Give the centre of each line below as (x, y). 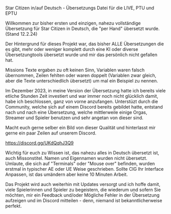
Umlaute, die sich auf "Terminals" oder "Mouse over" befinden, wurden (80, 164)
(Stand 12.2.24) (21, 34)
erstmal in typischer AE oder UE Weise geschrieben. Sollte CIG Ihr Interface (84, 169)
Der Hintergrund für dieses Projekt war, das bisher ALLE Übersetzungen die (85, 44)
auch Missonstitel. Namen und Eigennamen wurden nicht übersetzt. (76, 158)
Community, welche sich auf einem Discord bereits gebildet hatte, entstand (84, 107)
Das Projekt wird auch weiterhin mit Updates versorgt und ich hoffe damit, (83, 184)
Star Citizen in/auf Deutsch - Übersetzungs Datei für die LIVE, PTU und (80, 8)
